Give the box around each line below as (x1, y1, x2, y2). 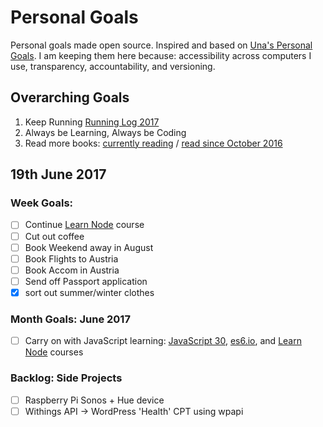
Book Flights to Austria (24, 252, 119, 265)
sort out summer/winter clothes (24, 286, 155, 298)
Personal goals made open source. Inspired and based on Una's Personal (10, 39, 313, 51)
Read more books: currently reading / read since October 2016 (24, 137, 283, 149)
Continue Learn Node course (24, 219, 145, 231)
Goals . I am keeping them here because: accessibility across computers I (10, 49, 312, 61)
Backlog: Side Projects (10, 371, 123, 385)
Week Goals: (10, 196, 74, 210)
